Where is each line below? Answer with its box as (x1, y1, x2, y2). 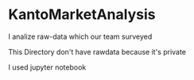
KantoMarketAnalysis (8, 6, 156, 24)
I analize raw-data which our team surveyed (8, 32, 153, 41)
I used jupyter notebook (8, 62, 87, 72)
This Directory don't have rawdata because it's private (8, 47, 187, 56)
